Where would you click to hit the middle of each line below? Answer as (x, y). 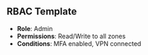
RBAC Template (42, 12)
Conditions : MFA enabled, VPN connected (79, 43)
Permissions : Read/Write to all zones (71, 36)
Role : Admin (35, 28)
